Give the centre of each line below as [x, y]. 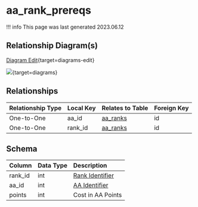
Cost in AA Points [98, 195]
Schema [22, 149]
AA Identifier [91, 186]
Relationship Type [35, 108]
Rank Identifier [94, 175]
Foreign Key [171, 108]
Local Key [82, 108]
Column [21, 166]
